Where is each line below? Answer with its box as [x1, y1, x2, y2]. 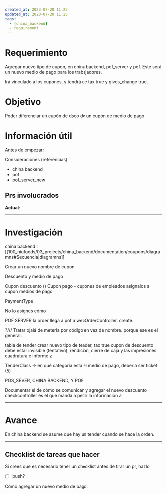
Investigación [5, 227, 63, 238]
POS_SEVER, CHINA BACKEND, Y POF [5, 377, 83, 383]
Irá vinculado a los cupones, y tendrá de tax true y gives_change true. [5, 79, 148, 85]
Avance [5, 414, 37, 426]
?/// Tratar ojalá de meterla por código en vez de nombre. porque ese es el [5, 327, 158, 333]
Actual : [5, 204, 21, 210]
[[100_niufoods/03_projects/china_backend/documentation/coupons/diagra [5, 248, 160, 255]
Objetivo [5, 96, 41, 108]
